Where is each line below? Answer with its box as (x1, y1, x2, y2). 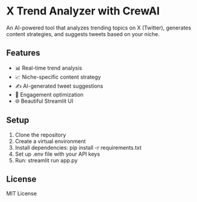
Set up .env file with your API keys (14, 150, 101, 158)
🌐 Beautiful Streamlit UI (14, 97, 73, 105)
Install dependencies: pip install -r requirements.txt (14, 144, 142, 151)
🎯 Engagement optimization (14, 91, 84, 98)
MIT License (6, 190, 37, 197)
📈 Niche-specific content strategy (14, 73, 101, 81)
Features (6, 48, 40, 58)
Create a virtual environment (14, 137, 86, 145)
